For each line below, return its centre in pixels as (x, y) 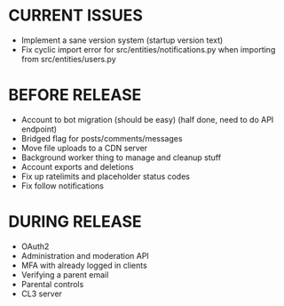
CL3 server (42, 294)
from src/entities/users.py (68, 59)
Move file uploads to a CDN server (84, 148)
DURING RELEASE (75, 222)
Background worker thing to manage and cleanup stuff (121, 157)
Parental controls (52, 284)
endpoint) (39, 129)
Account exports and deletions (77, 166)
